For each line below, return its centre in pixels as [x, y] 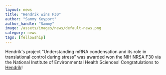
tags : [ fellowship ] [25, 38]
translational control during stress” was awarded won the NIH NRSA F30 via [83, 57]
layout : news [19, 10]
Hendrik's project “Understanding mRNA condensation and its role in [76, 51]
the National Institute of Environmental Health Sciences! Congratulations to [82, 62]
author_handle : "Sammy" [30, 24]
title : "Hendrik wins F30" [33, 14]
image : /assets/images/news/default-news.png [53, 28]
